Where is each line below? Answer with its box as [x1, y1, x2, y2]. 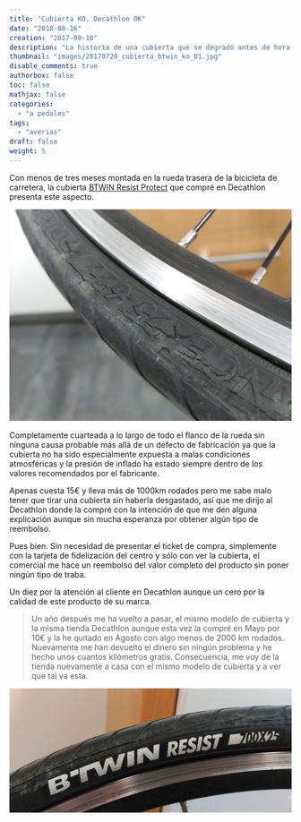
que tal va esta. [30, 670, 89, 681]
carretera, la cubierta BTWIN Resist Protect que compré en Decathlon [9, 182, 266, 193]
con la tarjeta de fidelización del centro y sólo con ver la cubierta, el [9, 550, 260, 561]
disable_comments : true [9, 62, 99, 71]
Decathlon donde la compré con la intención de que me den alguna [9, 504, 258, 515]
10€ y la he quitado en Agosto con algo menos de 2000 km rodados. [30, 632, 285, 643]
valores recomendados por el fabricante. [9, 467, 159, 478]
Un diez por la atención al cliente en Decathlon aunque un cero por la [9, 587, 265, 597]
